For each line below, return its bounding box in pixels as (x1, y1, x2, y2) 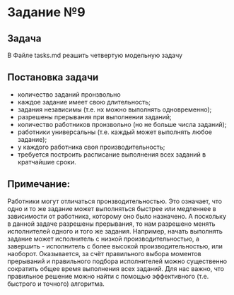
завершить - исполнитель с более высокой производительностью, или (7, 241, 223, 251)
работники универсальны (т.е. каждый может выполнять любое (17, 128, 212, 136)
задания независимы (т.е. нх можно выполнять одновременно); (17, 105, 212, 114)
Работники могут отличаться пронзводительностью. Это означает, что (7, 197, 223, 205)
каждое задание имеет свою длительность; (17, 97, 151, 106)
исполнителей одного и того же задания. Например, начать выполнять (7, 227, 223, 235)
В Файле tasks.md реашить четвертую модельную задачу (7, 51, 182, 59)
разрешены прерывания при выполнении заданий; (17, 112, 172, 121)
